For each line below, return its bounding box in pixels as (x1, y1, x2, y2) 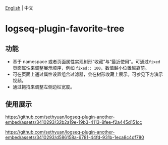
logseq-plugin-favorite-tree (5, 23, 125, 34)
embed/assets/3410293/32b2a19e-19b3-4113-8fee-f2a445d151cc (5, 119, 142, 125)
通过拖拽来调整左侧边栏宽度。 (12, 84, 75, 90)
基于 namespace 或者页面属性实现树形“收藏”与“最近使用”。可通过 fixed (12, 59, 160, 65)
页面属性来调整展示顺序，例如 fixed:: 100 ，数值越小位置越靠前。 (12, 65, 150, 71)
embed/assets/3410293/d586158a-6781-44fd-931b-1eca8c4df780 (5, 134, 145, 140)
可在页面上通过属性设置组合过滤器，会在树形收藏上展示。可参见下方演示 (12, 71, 163, 77)
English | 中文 (5, 5, 34, 11)
